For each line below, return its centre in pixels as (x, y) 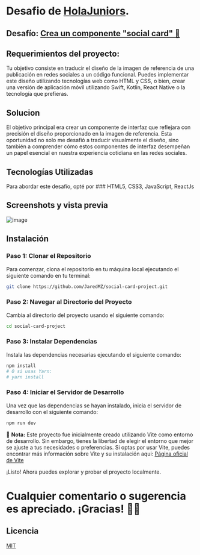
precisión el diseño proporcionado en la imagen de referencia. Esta (89, 134)
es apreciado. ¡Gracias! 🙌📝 (74, 509)
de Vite (15, 460)
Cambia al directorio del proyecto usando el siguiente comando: (85, 315)
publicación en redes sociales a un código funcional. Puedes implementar (98, 75)
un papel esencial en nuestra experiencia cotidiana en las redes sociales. (97, 153)
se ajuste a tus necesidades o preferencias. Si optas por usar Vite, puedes (98, 447)
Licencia (23, 531)
